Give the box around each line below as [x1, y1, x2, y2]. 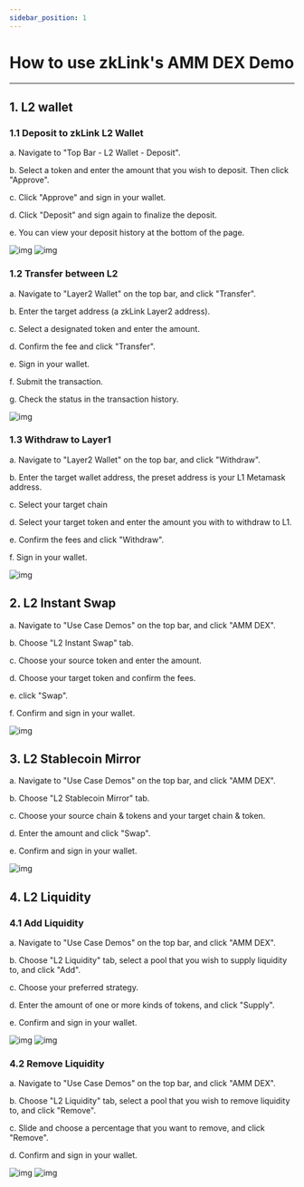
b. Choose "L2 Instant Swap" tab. [9, 637, 134, 648]
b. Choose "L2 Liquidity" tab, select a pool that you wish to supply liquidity [9, 955, 288, 966]
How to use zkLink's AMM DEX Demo [9, 52, 295, 73]
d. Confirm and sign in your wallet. [9, 1150, 138, 1161]
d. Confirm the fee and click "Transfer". [9, 341, 156, 352]
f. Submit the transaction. [9, 375, 104, 386]
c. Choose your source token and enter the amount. [9, 655, 202, 666]
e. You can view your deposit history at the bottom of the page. [9, 228, 245, 238]
